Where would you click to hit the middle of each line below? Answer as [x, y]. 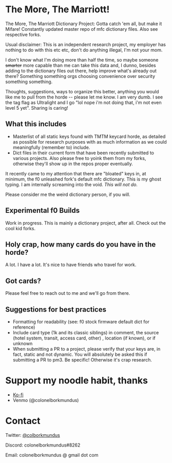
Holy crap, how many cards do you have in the [81, 244]
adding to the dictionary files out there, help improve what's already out [81, 71]
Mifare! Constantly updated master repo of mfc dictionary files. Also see [82, 29]
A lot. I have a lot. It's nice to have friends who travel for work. [71, 265]
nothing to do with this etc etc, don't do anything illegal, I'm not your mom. [84, 50]
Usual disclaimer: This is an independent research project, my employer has [85, 44]
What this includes [36, 124]
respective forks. [23, 34]
